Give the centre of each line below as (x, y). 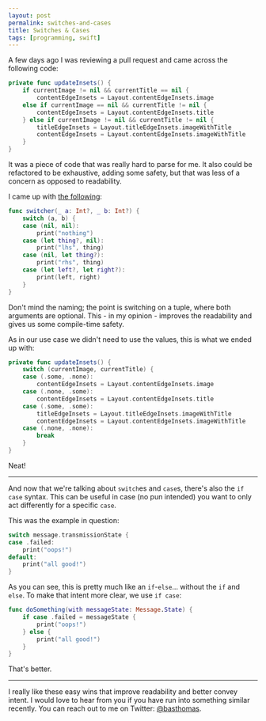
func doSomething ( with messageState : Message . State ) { (101, 610)
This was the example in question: (64, 520)
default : (23, 557)
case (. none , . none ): (58, 428)
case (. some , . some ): (58, 406)
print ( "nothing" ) (65, 233)
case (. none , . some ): (58, 392)
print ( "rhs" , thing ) (70, 263)
